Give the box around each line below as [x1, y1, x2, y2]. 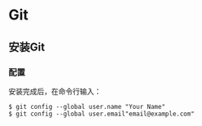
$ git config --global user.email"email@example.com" [8, 110, 195, 118]
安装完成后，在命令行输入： [8, 86, 102, 96]
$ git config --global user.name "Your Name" [8, 102, 165, 111]
